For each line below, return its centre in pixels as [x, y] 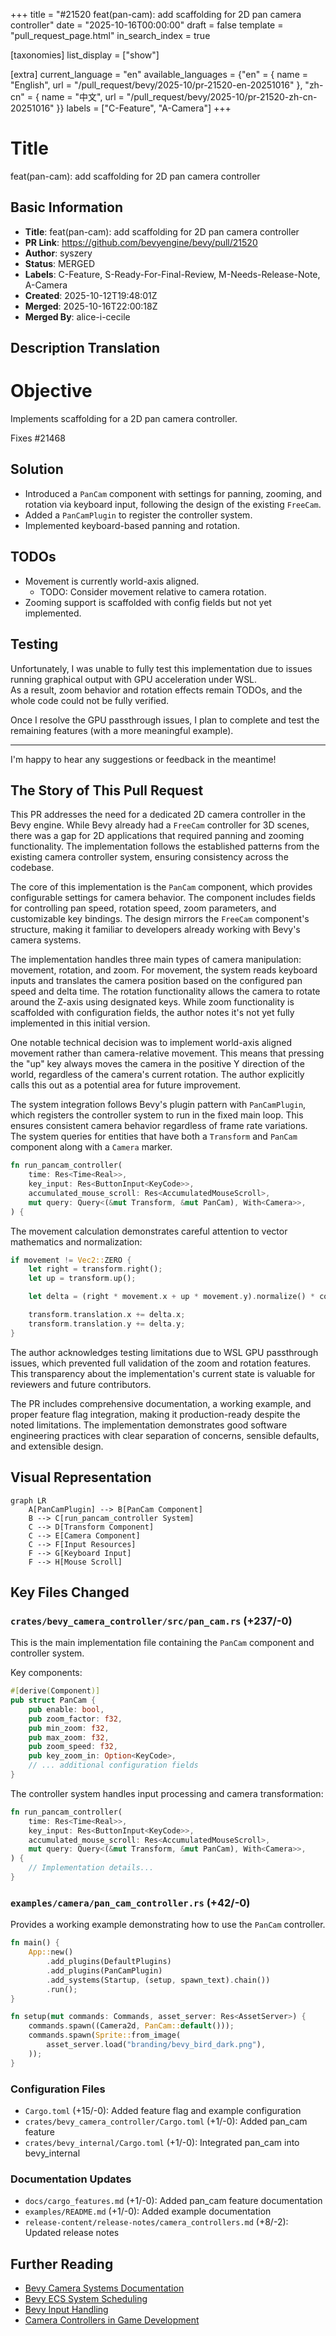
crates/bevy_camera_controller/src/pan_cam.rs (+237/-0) [151, 1621]
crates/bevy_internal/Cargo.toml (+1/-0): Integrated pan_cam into [162, 2142]
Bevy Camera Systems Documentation [104, 2288]
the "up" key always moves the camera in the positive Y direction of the [157, 1064]
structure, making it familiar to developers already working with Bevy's [155, 930]
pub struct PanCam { [53, 1700]
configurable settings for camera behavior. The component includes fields [163, 898]
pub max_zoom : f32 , [69, 1737]
